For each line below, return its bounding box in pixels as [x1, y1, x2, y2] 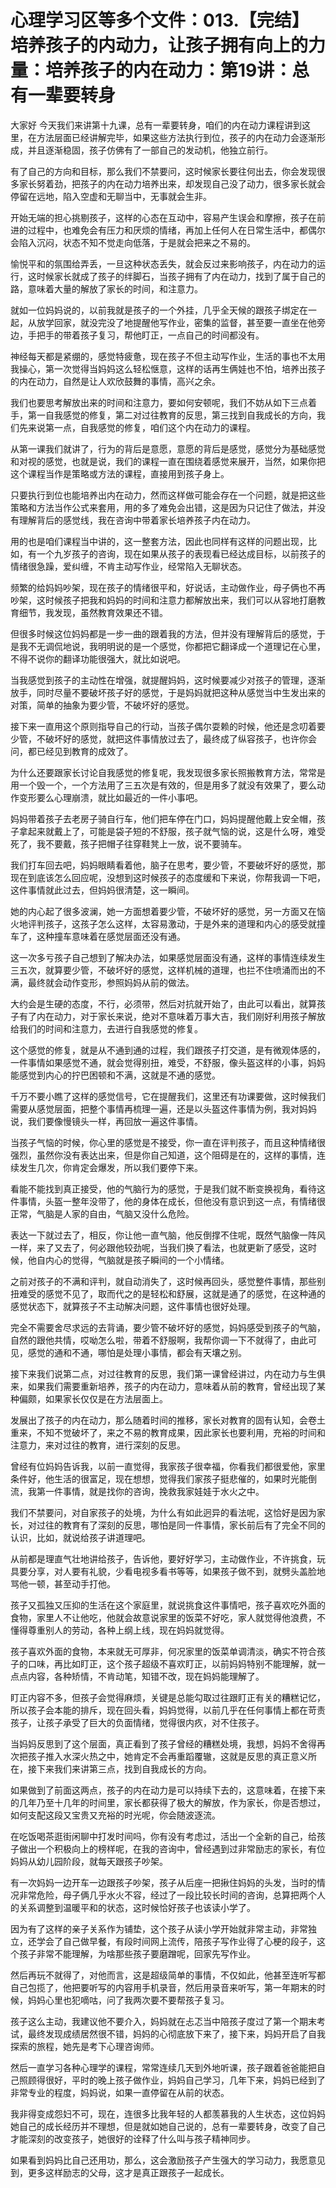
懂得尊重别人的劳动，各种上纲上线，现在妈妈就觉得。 [10, 1624, 230, 1636]
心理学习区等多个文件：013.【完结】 [10, 9, 310, 32]
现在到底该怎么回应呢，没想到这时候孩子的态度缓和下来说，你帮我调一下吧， [10, 871, 326, 883]
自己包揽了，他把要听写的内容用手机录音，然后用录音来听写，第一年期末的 [10, 1981, 317, 1993]
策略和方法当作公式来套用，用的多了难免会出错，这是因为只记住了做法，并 [10, 501, 317, 513]
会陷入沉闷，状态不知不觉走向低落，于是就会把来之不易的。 [10, 236, 256, 248]
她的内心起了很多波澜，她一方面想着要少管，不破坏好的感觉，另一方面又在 [10, 905, 317, 917]
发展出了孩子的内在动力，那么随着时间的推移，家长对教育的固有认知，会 [10, 1414, 308, 1426]
